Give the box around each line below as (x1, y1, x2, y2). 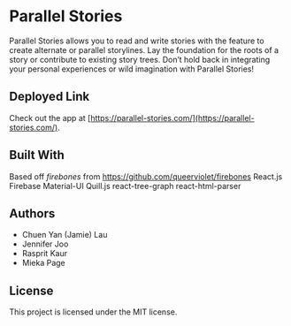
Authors (9, 206, 56, 221)
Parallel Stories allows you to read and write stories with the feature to (9, 35, 264, 46)
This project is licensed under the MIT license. (9, 307, 178, 317)
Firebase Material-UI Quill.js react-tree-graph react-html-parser (9, 180, 241, 191)
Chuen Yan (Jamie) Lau (21, 230, 108, 240)
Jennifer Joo (21, 239, 69, 249)
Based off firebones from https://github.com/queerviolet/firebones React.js (9, 171, 283, 182)
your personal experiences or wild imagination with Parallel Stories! (9, 64, 255, 74)
